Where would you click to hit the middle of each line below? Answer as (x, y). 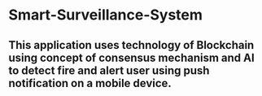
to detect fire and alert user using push (109, 70)
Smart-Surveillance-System (106, 15)
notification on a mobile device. (90, 83)
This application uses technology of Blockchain (131, 45)
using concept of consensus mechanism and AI (131, 57)
